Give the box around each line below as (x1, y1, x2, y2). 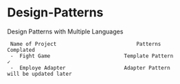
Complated (7, 46, 36, 53)
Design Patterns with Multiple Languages (7, 27, 124, 36)
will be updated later (7, 70, 72, 77)
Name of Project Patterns (10, 40, 161, 47)
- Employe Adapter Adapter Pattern (10, 64, 170, 71)
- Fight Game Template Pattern (10, 53, 174, 59)
